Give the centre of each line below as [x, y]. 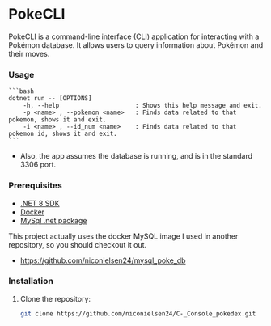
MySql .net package [53, 220]
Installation [31, 282]
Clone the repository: [55, 298]
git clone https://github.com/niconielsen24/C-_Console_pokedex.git [138, 313]
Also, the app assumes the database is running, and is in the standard [136, 156]
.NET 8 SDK [40, 203]
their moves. [29, 53]
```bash [21, 91]
